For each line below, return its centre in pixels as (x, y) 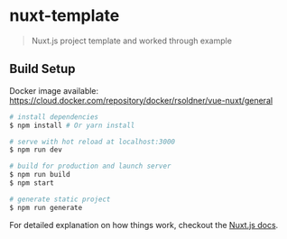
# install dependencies (54, 117)
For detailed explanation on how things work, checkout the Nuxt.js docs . (144, 225)
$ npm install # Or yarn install (72, 125)
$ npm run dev (36, 150)
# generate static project (60, 199)
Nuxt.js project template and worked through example (132, 41)
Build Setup (42, 69)
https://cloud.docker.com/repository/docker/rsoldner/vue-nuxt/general (141, 100)
